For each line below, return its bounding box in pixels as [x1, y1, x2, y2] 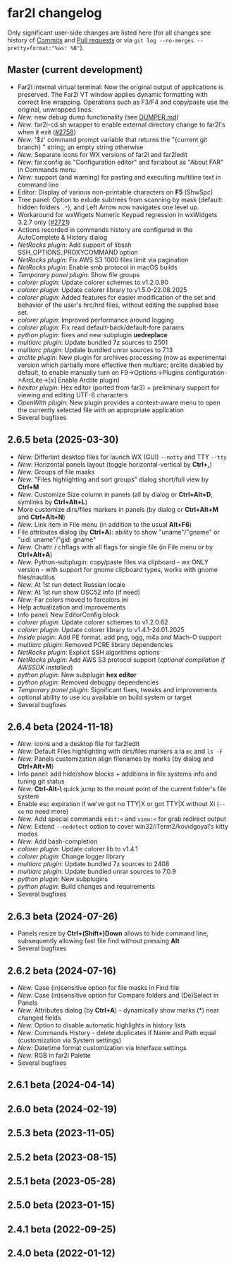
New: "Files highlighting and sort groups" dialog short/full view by [17, 475, 209, 484]
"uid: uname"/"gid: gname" [17, 535, 97, 544]
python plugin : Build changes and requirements [17, 882, 156, 891]
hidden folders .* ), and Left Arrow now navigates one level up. [17, 203, 199, 211]
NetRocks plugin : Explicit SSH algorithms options [17, 648, 160, 656]
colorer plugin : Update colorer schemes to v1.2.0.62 [17, 617, 168, 626]
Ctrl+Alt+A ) [17, 550, 53, 559]
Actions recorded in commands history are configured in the [17, 225, 193, 234]
